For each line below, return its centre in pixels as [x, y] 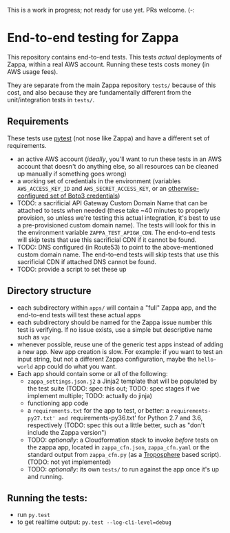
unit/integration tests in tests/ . [51, 100]
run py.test [33, 515]
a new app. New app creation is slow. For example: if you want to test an [120, 351]
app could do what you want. [75, 366]
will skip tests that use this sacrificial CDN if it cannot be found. [107, 240]
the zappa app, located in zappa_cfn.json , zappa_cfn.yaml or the [118, 447]
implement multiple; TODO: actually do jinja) [90, 395]
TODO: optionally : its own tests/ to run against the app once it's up [123, 469]
